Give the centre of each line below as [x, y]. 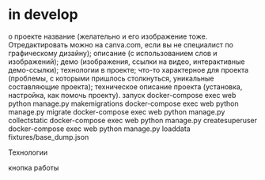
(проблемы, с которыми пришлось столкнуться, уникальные [111, 78]
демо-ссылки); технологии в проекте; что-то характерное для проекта [129, 69]
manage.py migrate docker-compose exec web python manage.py [117, 111]
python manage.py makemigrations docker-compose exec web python [123, 103]
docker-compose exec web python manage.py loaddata [100, 129]
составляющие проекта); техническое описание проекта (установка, [125, 86]
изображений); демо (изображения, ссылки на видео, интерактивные [127, 62]
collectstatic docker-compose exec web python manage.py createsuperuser [133, 120]
